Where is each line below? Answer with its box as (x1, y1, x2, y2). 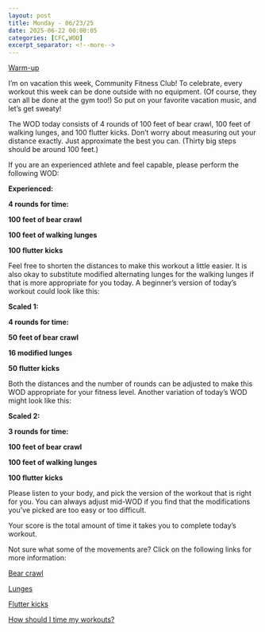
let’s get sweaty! (8, 104, 62, 114)
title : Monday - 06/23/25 (8, 19, 94, 27)
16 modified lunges (8, 348, 73, 358)
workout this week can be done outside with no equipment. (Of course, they (8, 87, 257, 96)
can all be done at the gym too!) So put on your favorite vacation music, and (8, 96, 257, 105)
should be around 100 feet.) (8, 145, 99, 154)
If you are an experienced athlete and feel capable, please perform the (8, 160, 240, 170)
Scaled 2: (8, 412, 40, 421)
